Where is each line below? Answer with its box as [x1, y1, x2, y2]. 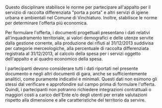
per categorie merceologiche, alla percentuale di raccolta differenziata [5, 46, 149, 51]
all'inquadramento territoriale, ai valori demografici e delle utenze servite [5, 35, 154, 41]
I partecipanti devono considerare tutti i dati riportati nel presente [5, 65, 138, 71]
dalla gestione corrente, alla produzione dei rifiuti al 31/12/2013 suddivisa [5, 40, 154, 46]
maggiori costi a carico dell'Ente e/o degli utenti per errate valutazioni [5, 92, 148, 98]
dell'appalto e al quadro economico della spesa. [5, 56, 103, 61]
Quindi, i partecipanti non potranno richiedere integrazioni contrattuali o [5, 87, 152, 92]
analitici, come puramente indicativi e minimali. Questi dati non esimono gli [5, 76, 158, 82]
